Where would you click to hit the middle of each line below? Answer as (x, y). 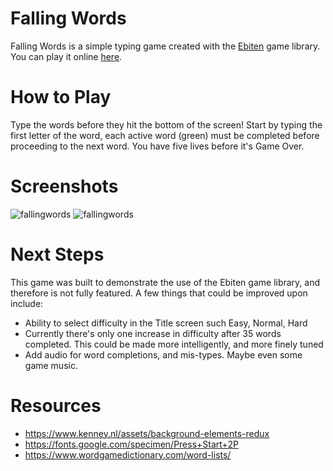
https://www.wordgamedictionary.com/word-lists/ (128, 454)
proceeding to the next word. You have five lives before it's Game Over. (157, 146)
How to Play (61, 97)
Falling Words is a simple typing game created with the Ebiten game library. (165, 46)
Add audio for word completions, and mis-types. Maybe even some (163, 354)
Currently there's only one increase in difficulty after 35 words (153, 333)
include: (27, 303)
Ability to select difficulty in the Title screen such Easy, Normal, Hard (166, 323)
